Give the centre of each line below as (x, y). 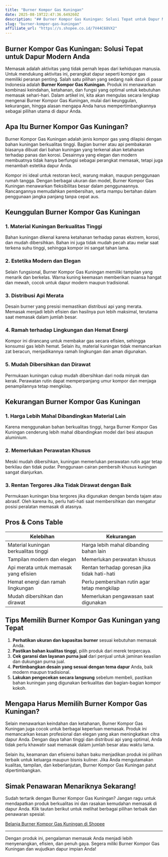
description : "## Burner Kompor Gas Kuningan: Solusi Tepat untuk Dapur (82, 19)
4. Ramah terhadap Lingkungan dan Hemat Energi (67, 330)
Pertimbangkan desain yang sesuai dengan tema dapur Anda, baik (83, 667)
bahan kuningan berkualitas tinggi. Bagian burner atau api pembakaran (78, 144)
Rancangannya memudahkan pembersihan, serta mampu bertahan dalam (81, 191)
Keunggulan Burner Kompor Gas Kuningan (73, 212)
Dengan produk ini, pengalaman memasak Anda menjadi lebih (69, 838)
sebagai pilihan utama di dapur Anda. (43, 111)
